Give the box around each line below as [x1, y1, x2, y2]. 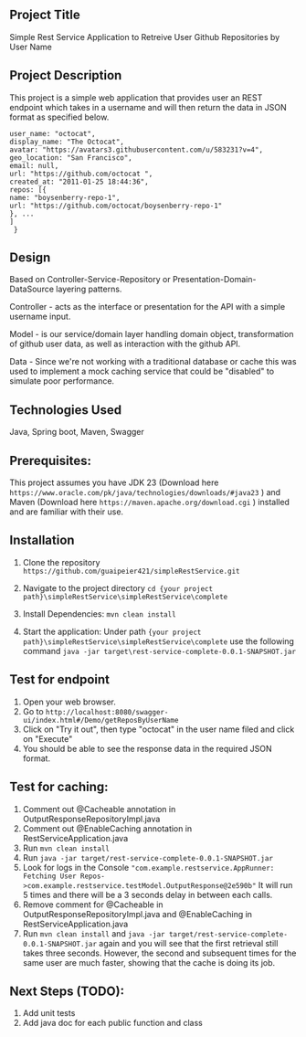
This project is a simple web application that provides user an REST [9, 91, 263, 103]
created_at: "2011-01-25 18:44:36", [9, 177, 149, 186]
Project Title [9, 7, 80, 23]
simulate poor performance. [9, 376, 115, 386]
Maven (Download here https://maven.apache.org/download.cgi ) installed [9, 497, 290, 508]
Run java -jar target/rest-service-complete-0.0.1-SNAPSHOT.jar [22, 852, 274, 862]
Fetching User [22, 872, 77, 881]
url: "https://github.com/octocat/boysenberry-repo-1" [9, 201, 223, 210]
